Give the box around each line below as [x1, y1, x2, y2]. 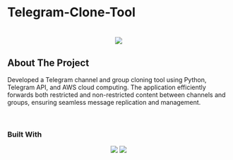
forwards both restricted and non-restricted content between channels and [7, 91, 226, 99]
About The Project [7, 57, 90, 69]
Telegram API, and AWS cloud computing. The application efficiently [7, 83, 206, 92]
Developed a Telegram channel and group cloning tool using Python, [7, 76, 207, 84]
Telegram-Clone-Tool [7, 4, 136, 21]
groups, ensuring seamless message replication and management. [7, 98, 201, 107]
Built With [7, 130, 42, 139]
